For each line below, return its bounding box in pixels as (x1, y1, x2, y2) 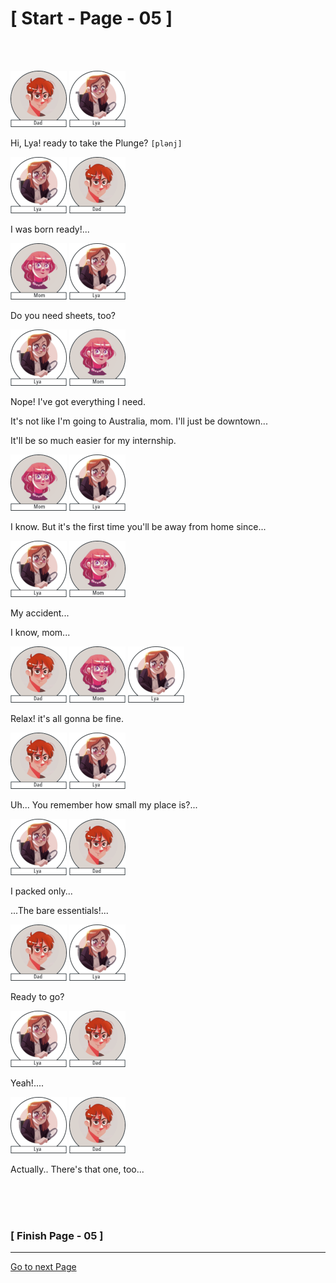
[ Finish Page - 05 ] (10, 1228, 104, 1242)
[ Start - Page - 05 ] (10, 7, 173, 30)
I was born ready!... (10, 223, 90, 235)
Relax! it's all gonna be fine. (10, 712, 124, 724)
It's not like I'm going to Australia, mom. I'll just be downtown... (10, 415, 268, 427)
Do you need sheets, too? (10, 309, 116, 321)
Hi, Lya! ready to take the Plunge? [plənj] (10, 137, 183, 149)
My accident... (10, 607, 70, 619)
